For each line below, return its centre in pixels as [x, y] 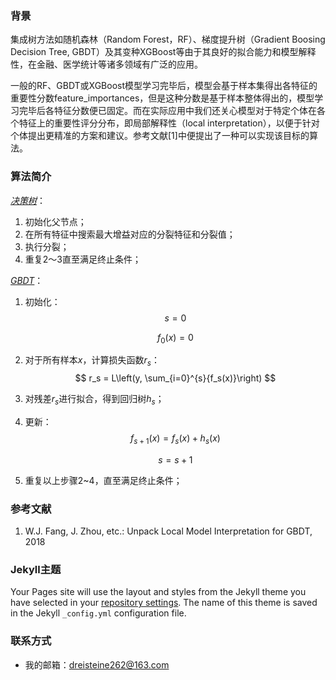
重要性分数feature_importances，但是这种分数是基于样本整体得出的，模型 [162, 98]
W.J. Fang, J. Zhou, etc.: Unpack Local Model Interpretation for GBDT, [168, 531]
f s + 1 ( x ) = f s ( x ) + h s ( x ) [175, 439]
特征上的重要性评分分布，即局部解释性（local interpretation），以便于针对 [169, 123]
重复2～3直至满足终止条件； [83, 259]
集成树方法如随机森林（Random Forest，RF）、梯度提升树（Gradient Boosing [168, 39]
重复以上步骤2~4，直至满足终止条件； [103, 480]
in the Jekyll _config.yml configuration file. [98, 613]
